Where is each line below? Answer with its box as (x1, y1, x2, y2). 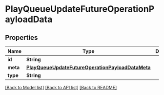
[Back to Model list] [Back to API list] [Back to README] (5, 85, 117, 90)
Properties (5, 33, 38, 42)
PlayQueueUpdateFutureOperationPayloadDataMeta (26, 64, 151, 71)
